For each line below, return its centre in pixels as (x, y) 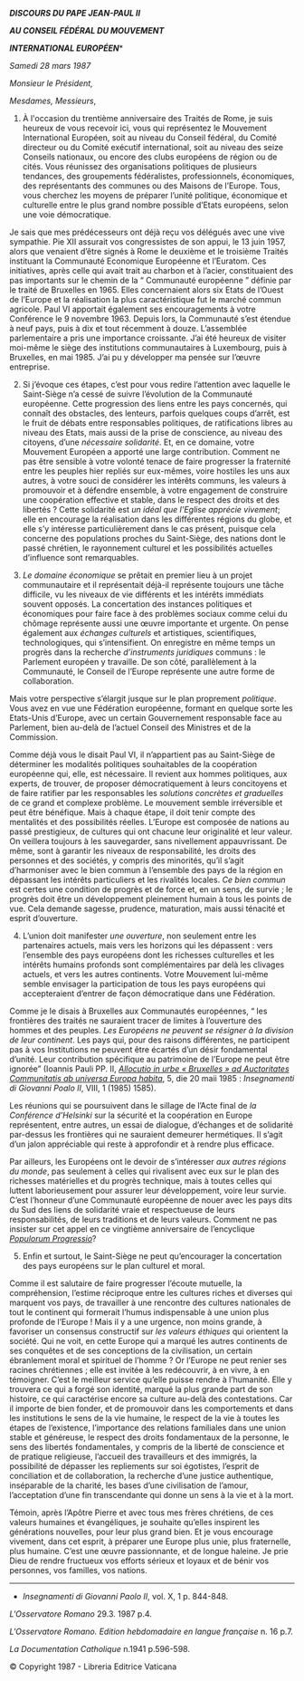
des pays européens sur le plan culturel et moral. (114, 1266)
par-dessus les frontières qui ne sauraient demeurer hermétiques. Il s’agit (146, 1134)
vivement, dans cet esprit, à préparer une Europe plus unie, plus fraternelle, (150, 1542)
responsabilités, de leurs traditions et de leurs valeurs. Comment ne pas (143, 1219)
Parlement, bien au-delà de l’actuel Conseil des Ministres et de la (130, 727)
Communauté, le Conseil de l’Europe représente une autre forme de (148, 671)
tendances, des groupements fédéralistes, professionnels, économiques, (158, 176)
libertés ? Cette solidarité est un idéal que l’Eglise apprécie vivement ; (151, 509)
